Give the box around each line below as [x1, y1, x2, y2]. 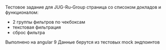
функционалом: [5, 9, 39, 15]
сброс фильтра [12, 30, 45, 35]
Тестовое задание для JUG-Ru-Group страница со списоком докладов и [5, 4, 161, 10]
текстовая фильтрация [12, 24, 61, 30]
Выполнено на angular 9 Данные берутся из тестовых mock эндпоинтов [5, 39, 160, 45]
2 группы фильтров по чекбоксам [12, 19, 86, 25]
